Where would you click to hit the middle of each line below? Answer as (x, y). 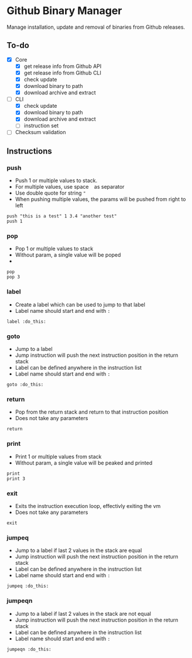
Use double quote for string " (50, 193)
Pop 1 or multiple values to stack (54, 249)
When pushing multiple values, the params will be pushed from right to (100, 199)
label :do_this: (26, 321)
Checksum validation (40, 132)
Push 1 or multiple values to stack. (56, 180)
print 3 (16, 479)
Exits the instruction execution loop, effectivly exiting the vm (88, 506)
